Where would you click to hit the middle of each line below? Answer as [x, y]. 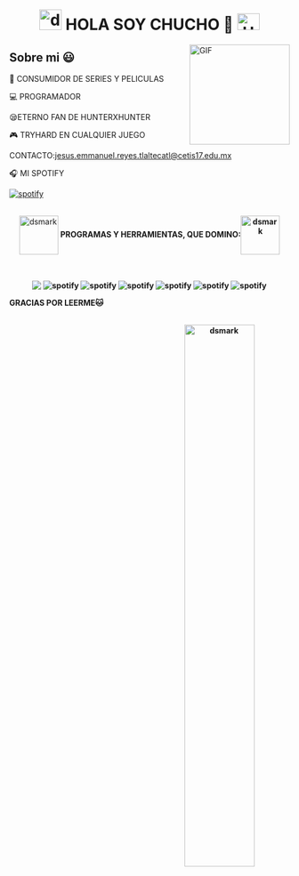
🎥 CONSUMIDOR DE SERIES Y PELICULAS [87, 79]
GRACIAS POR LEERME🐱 [57, 302]
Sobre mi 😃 [42, 57]
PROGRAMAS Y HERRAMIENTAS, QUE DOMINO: [151, 234]
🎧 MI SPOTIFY [37, 173]
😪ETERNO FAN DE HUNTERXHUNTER [80, 117]
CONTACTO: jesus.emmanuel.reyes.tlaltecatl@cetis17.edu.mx [121, 155]
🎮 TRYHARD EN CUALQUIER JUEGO [77, 135]
